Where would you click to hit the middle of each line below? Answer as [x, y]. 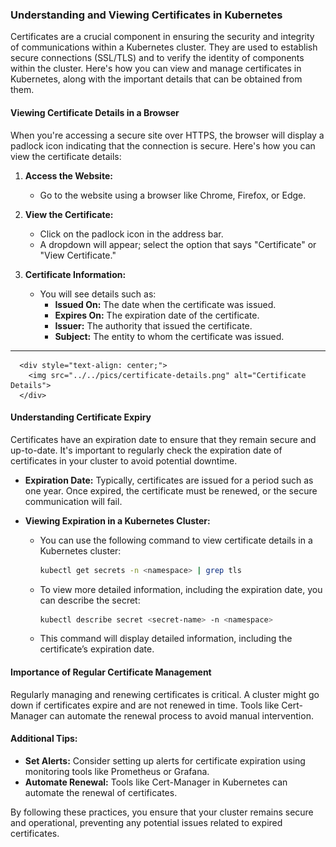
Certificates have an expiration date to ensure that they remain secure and [163, 439]
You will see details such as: [98, 294]
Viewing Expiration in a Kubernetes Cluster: [117, 520]
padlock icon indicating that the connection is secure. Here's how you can [163, 145]
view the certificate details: [66, 156]
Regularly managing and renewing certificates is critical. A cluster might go [165, 694]
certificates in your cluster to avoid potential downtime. [124, 460]
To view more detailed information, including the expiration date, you [181, 589]
